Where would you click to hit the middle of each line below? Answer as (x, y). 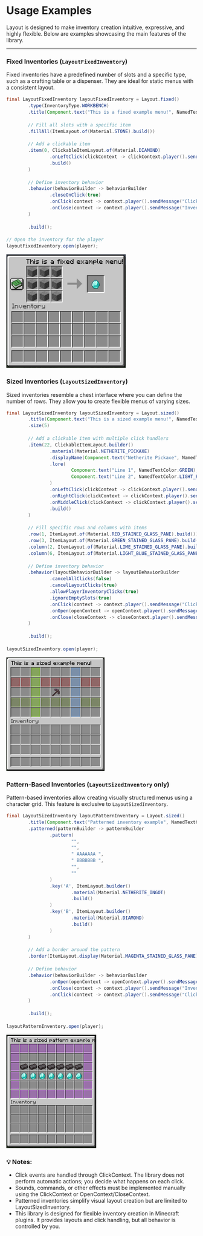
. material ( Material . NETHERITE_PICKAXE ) (99, 451)
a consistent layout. (31, 88)
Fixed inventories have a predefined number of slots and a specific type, (96, 75)
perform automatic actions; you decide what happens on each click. (100, 1182)
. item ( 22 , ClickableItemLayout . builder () (81, 445)
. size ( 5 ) (39, 426)
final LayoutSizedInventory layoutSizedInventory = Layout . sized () (93, 413)
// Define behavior (53, 969)
